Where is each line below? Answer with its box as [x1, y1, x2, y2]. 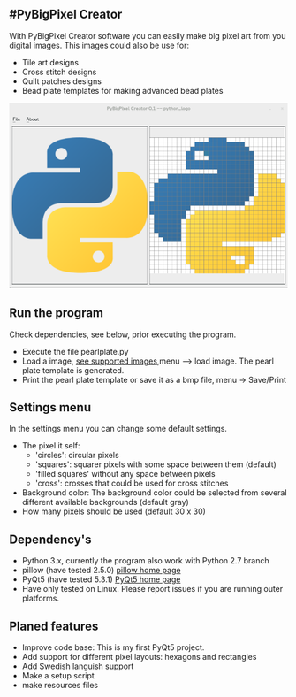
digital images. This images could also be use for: [9, 40, 190, 50]
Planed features [9, 618, 99, 633]
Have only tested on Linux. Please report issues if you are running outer [21, 584, 284, 594]
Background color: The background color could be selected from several [21, 487, 287, 498]
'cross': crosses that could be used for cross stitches [34, 478, 229, 489]
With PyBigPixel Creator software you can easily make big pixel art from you [9, 30, 286, 41]
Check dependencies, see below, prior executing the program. [9, 329, 237, 340]
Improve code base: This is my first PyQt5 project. [21, 642, 205, 653]
